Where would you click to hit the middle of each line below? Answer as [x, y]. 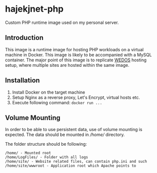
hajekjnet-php [34, 9]
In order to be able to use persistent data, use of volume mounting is [74, 130]
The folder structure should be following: [46, 144]
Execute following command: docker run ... [57, 102]
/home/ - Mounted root [28, 153]
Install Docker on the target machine [49, 92]
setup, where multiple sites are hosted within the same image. [67, 65]
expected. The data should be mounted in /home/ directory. [65, 135]
